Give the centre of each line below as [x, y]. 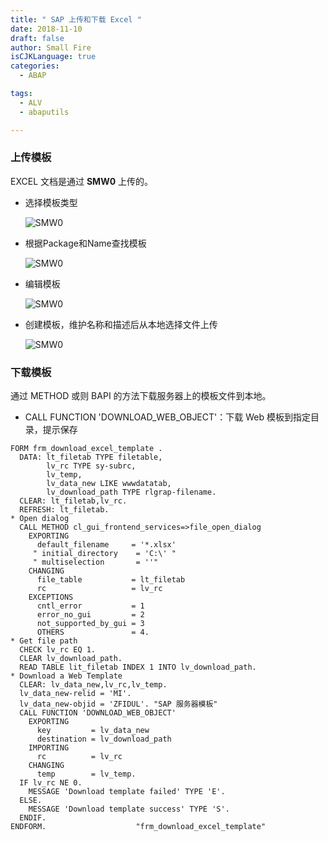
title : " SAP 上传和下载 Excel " [76, 19]
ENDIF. [33, 818]
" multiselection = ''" [95, 562]
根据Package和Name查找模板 [85, 243]
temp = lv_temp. [86, 774]
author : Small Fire [51, 47]
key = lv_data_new [93, 731]
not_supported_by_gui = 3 [90, 624]
